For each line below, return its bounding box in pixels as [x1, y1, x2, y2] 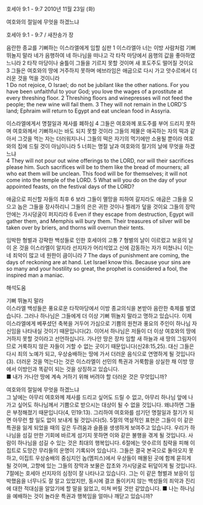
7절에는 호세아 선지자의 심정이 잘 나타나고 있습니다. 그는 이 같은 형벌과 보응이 [6, 470, 189, 476]
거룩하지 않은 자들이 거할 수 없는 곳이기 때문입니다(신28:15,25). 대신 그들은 [17, 343, 195, 350]
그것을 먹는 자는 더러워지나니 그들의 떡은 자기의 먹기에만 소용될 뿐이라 [17, 135, 183, 142]
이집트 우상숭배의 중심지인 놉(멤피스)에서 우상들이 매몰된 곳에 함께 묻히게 [19, 454, 191, 461]
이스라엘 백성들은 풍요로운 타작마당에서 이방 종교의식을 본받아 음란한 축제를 [6, 305, 185, 312]
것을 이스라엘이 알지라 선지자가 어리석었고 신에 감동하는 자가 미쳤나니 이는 [19, 244, 194, 251]
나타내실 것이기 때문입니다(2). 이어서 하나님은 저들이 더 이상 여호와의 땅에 [22, 327, 196, 335]
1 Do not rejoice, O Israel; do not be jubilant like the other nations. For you [6, 82, 190, 88]
